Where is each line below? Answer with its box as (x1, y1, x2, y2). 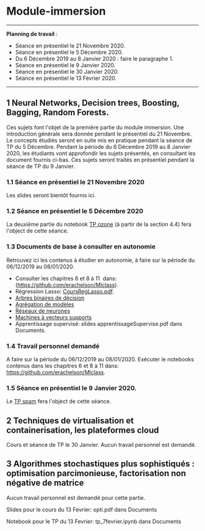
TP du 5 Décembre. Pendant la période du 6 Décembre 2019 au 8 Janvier (6, 143, 191, 150)
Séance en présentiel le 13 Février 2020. (15, 74, 117, 82)
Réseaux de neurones (15, 307, 70, 314)
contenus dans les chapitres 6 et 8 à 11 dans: (6, 362, 119, 369)
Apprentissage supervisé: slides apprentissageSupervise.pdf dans (15, 320, 182, 327)
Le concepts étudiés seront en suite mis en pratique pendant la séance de (6, 136, 193, 144)
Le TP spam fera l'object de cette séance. (6, 398, 112, 405)
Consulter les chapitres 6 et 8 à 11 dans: (15, 275, 117, 282)
